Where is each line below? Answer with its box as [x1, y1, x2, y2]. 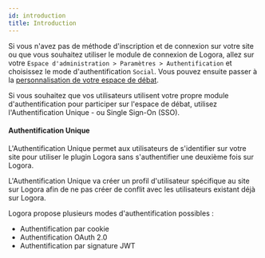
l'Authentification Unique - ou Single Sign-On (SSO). [8, 107, 180, 117]
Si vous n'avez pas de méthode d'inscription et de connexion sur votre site [8, 41, 254, 50]
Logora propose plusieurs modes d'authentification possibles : [8, 208, 214, 218]
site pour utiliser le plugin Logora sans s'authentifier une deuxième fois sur [8, 152, 254, 161]
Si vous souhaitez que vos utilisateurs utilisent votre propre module [8, 90, 229, 100]
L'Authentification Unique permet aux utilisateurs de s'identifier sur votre [8, 143, 247, 153]
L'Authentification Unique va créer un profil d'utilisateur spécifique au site [8, 176, 250, 185]
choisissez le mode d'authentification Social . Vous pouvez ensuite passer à [8, 66, 258, 76]
